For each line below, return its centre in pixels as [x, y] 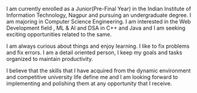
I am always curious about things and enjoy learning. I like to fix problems [98, 46]
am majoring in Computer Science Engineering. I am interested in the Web [98, 21]
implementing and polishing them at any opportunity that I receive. [89, 83]
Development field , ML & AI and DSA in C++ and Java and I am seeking [96, 28]
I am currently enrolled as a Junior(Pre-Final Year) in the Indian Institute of [99, 9]
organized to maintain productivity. [50, 59]
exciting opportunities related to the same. [59, 34]
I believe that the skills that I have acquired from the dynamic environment [98, 71]
